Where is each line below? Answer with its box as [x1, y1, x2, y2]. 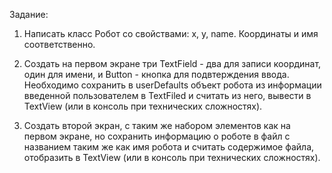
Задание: [9, 9, 49, 20]
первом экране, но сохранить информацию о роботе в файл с [23, 130, 291, 142]
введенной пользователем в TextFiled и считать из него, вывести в [23, 90, 312, 101]
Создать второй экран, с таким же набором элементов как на [23, 120, 291, 131]
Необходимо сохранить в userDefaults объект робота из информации [23, 79, 322, 91]
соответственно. [23, 39, 96, 50]
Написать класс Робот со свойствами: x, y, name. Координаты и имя [23, 28, 319, 39]
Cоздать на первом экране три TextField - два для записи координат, [23, 58, 322, 69]
